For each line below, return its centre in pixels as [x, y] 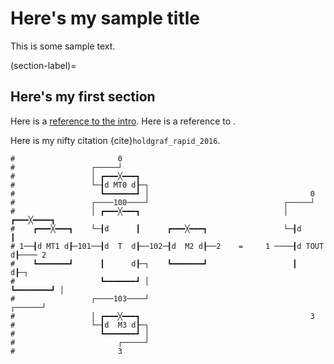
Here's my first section [83, 97]
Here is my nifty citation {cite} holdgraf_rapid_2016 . [115, 140]
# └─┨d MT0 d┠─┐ [80, 185]
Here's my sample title [105, 18]
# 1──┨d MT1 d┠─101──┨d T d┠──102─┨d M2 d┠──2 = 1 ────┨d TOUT [167, 246]
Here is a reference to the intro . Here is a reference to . [123, 121]
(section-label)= [43, 65]
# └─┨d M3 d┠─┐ [80, 325]
